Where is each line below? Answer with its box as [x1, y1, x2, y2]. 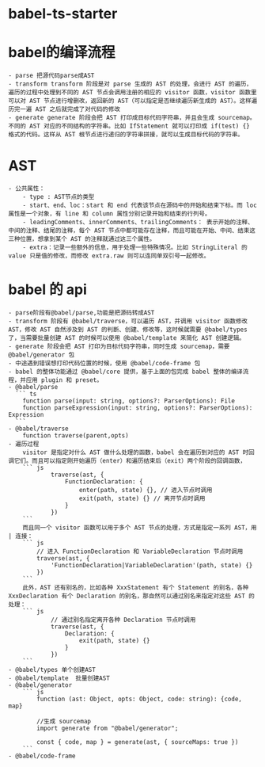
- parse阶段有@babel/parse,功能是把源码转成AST [8, 309, 155, 317]
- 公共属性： [8, 185, 45, 193]
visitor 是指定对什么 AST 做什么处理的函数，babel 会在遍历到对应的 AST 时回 [22, 448, 255, 456]
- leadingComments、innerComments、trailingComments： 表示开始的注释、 [22, 219, 254, 227]
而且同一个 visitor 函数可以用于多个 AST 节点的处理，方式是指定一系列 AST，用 [22, 524, 257, 532]
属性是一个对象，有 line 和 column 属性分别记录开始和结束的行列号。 [8, 210, 211, 218]
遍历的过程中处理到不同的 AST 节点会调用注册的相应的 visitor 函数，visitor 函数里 [8, 89, 257, 97]
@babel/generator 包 [8, 351, 75, 359]
